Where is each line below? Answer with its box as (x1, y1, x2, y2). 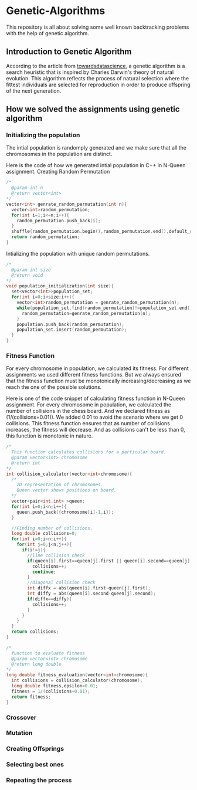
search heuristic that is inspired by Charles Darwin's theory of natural (6, 69, 174, 76)
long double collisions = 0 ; (11, 531, 77, 537)
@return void (11, 272, 43, 278)
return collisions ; (11, 629, 59, 635)
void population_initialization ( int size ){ (6, 283, 114, 289)
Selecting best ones (6, 761, 64, 769)
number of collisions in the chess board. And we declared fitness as (6, 408, 170, 415)
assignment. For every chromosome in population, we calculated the (6, 401, 172, 408)
